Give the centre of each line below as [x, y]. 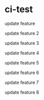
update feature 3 [22, 43]
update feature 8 [22, 92]
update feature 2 [22, 33]
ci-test [19, 9]
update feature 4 [22, 53]
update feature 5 [22, 62]
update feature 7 [22, 82]
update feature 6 [22, 73]
